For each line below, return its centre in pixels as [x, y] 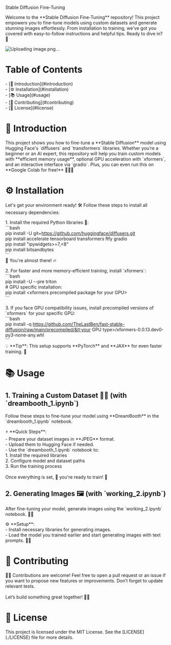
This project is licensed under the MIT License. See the [63, 632]
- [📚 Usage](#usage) [28, 95]
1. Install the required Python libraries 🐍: [47, 222]
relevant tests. [20, 586]
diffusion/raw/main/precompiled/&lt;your [48, 329]
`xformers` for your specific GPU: [40, 313]
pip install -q [18, 324]
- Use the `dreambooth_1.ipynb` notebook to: [52, 449]
